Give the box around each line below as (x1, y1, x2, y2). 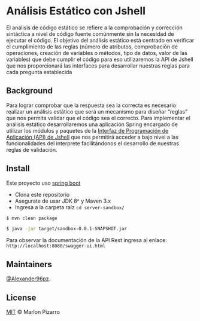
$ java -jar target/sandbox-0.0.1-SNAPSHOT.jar (6, 226, 128, 232)
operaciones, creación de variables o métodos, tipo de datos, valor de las (6, 49, 187, 56)
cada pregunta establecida (6, 68, 72, 75)
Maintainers (6, 259, 53, 270)
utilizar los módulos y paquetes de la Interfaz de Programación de (6, 127, 169, 134)
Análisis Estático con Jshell (6, 4, 146, 18)
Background (6, 85, 53, 96)
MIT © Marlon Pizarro (6, 308, 60, 315)
